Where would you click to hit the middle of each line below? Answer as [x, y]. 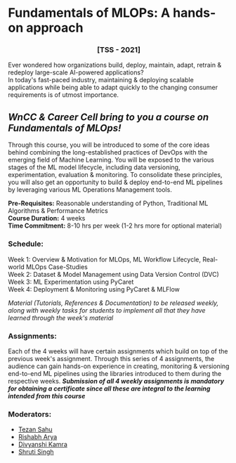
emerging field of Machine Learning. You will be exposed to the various [111, 160]
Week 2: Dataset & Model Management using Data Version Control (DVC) [114, 274]
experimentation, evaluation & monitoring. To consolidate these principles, [115, 175]
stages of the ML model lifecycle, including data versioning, [94, 167]
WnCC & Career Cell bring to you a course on [109, 117]
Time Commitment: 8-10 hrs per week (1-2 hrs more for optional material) [115, 226]
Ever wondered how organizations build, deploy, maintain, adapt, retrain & [115, 65]
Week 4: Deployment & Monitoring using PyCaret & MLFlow [94, 289]
